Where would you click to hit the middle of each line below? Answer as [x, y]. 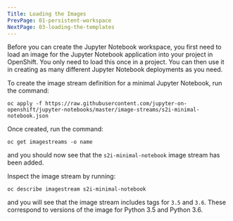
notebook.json [28, 116]
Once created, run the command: [55, 129]
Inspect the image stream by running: [62, 177]
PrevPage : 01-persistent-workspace [59, 20]
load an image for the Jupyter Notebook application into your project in [110, 54]
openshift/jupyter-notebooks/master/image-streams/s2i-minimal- [103, 110]
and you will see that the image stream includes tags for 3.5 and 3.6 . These [117, 203]
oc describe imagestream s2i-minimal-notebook [77, 189]
